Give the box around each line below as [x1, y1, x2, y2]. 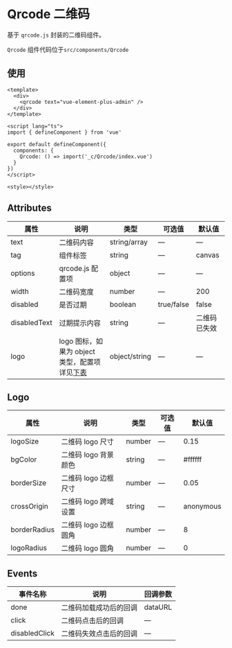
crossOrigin [10, 502, 48, 511]
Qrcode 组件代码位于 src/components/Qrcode [7, 45, 129, 53]
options [10, 268, 35, 278]
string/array [109, 237, 148, 247]
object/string [109, 351, 152, 361]
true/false [157, 299, 190, 309]
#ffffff [183, 455, 202, 464]
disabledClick [10, 629, 55, 638]
